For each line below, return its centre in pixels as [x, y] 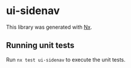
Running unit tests [40, 45]
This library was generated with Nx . [49, 27]
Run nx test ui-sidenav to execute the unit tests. [66, 59]
